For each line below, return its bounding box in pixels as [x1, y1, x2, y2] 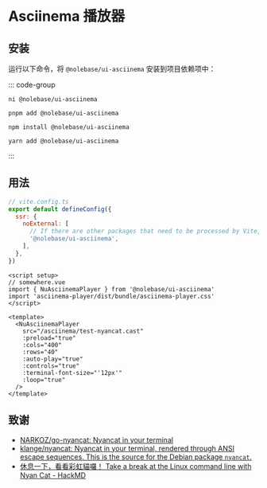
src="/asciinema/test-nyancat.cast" [22, 327, 145, 335]
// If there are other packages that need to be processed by [29, 228, 240, 236]
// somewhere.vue [8, 278, 66, 287]
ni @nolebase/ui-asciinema [8, 96, 98, 103]
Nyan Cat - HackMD [19, 470, 86, 480]
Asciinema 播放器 [8, 7, 126, 25]
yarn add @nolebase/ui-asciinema [8, 137, 119, 145]
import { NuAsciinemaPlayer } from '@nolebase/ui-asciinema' [8, 285, 215, 293]
